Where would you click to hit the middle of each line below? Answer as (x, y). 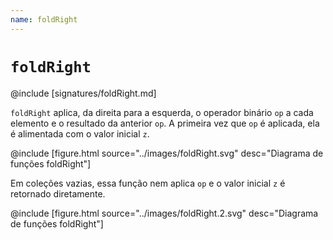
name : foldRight (44, 19)
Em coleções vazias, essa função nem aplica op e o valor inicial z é (148, 183)
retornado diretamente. (58, 193)
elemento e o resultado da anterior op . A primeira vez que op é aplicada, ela (165, 123)
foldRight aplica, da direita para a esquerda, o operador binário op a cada (162, 112)
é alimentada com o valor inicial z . (80, 133)
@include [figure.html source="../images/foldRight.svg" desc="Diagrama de (167, 153)
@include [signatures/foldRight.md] (83, 93)
